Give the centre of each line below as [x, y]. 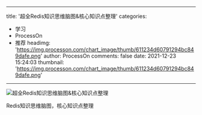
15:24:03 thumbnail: [39, 62]
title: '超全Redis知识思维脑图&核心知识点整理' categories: [77, 16]
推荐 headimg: [33, 43]
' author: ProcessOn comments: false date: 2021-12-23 [108, 56]
